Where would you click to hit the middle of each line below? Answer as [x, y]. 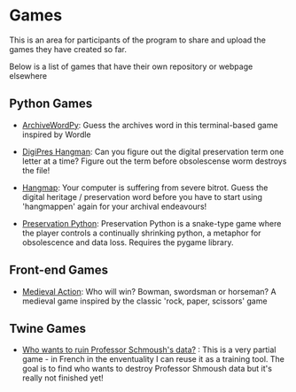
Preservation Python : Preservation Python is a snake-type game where [152, 223]
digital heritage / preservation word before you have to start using [142, 196]
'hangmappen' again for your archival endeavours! [114, 206]
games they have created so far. [68, 49]
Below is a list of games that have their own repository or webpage [131, 66]
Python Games [51, 104]
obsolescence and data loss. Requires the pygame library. [128, 242]
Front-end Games [59, 270]
